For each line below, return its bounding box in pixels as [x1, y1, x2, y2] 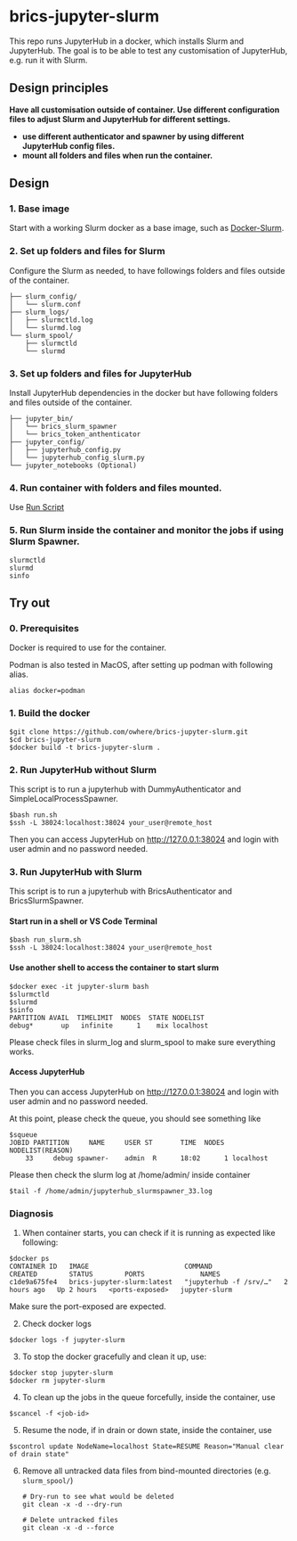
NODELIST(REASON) [9, 1146, 74, 1155]
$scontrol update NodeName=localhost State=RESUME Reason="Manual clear [9, 1442, 285, 1451]
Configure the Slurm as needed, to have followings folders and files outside [9, 265, 285, 276]
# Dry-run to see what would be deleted [21, 1492, 174, 1502]
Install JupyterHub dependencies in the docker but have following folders [9, 388, 278, 399]
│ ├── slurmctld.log [9, 315, 93, 325]
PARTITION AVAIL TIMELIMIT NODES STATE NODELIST [9, 1013, 205, 1022]
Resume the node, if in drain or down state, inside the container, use [21, 1425, 273, 1436]
